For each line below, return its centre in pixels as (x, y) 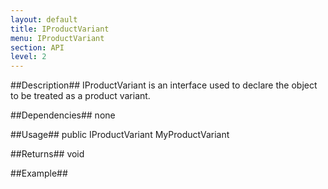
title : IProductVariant (60, 29)
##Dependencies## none (63, 115)
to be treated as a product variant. (80, 96)
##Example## (39, 173)
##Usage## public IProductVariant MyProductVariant (120, 135)
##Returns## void (47, 154)
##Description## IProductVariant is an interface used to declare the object (164, 85)
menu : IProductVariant (57, 38)
